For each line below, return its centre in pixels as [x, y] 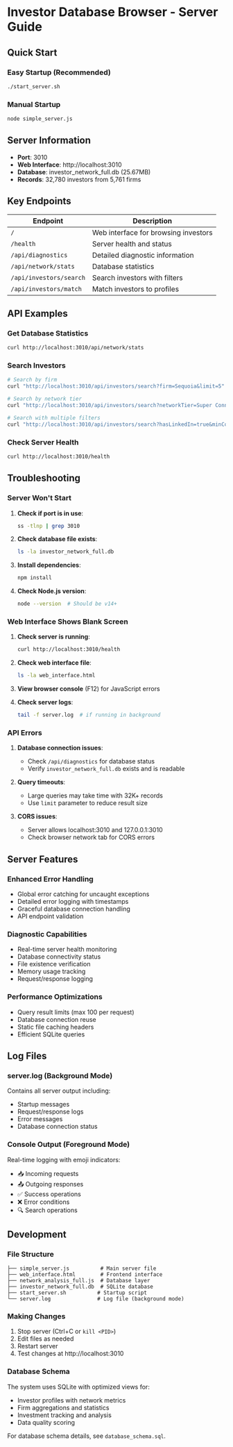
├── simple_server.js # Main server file [82, 1268]
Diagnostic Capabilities [47, 934]
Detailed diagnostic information [143, 255]
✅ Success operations [49, 1194]
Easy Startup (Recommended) [59, 72]
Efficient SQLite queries [51, 1034]
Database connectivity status [59, 957]
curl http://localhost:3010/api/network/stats [76, 348]
